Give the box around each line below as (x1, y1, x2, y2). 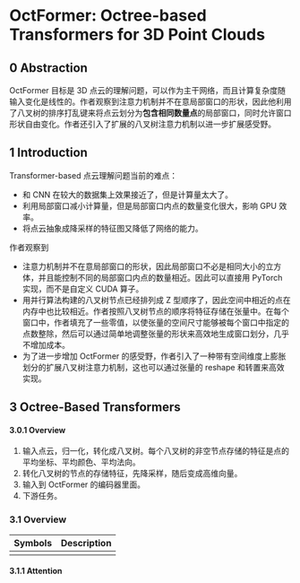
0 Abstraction (9, 60, 88, 75)
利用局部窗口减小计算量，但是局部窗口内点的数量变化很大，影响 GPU (21, 200, 278, 211)
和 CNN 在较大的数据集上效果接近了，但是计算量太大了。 (21, 189, 233, 200)
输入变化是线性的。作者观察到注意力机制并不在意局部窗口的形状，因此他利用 (9, 96, 292, 107)
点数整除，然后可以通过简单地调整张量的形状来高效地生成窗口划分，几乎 (21, 328, 289, 339)
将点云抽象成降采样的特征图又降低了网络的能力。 (21, 222, 203, 233)
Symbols (13, 536, 52, 549)
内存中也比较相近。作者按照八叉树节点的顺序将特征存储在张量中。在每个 (21, 306, 289, 317)
